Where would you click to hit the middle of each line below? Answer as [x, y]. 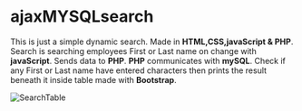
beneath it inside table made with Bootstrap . [93, 79]
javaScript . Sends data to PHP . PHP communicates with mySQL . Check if [148, 60]
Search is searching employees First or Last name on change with [133, 51]
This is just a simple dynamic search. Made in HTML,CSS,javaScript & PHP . [152, 42]
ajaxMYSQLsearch [82, 17]
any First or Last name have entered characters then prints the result [138, 70]
